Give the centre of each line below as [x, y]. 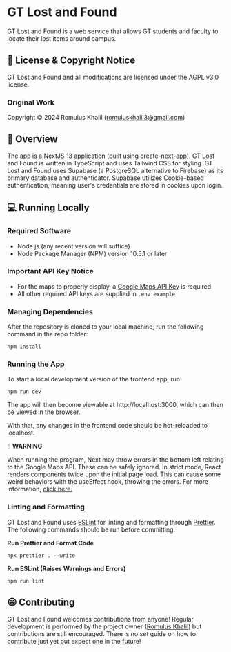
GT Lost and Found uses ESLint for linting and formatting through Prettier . [111, 522]
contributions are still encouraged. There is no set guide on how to [102, 633]
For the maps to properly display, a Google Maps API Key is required [114, 286]
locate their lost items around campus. [62, 38]
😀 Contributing [41, 603]
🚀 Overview [32, 139]
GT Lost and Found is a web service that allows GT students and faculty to [113, 31]
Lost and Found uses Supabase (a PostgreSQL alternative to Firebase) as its [115, 170]
